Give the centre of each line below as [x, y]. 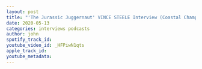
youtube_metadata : [29, 56]
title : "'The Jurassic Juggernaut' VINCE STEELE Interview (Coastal [94, 17]
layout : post [23, 12]
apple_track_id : [26, 51]
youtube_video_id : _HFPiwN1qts [45, 46]
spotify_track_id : [29, 40]
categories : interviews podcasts [48, 28]
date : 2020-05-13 [28, 23]
